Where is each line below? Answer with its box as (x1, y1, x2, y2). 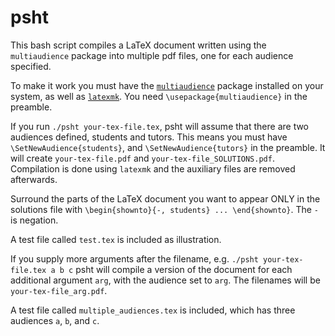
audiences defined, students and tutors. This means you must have (10, 131, 288, 143)
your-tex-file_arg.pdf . (10, 284, 108, 296)
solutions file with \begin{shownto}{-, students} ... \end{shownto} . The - (10, 203, 319, 215)
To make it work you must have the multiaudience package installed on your (10, 79, 324, 91)
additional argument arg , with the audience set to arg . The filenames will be (10, 274, 321, 286)
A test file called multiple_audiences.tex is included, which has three (10, 304, 296, 316)
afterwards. (10, 173, 58, 185)
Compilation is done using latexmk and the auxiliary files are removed (10, 162, 296, 175)
